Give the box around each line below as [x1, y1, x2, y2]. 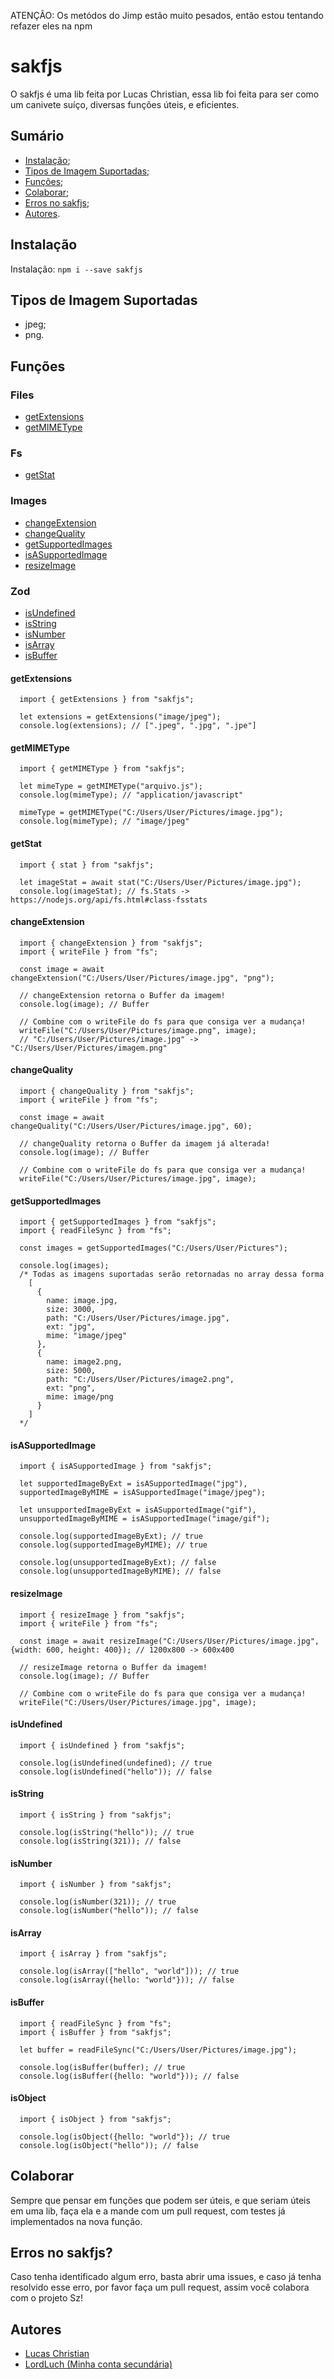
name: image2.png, [46, 1357, 123, 1367]
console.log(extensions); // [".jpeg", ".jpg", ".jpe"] [19, 721, 257, 731]
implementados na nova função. [10, 2215, 143, 2227]
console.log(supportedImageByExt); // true [19, 1531, 203, 1542]
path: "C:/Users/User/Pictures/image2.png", [46, 1375, 235, 1385]
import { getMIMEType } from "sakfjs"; [19, 764, 186, 774]
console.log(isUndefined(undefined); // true [19, 1758, 213, 1768]
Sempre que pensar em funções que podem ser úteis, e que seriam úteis [10, 2194, 311, 2206]
